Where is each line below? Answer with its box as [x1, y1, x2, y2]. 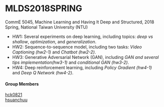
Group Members [5, 81, 39, 87]
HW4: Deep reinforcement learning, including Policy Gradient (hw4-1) [12, 64, 152, 71]
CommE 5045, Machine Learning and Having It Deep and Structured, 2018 [5, 19, 155, 25]
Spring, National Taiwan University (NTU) [5, 24, 88, 30]
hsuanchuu [5, 97, 28, 103]
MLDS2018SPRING [5, 3, 82, 14]
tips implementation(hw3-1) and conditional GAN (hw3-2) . [12, 59, 129, 65]
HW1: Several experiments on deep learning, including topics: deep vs [12, 34, 153, 39]
